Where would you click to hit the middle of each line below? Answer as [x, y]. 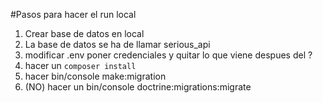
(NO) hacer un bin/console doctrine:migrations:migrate [138, 87]
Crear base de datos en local [84, 33]
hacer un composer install [80, 65]
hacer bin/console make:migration [95, 76]
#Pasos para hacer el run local [73, 14]
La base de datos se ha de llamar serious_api [117, 44]
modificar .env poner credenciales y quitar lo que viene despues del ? [168, 55]
